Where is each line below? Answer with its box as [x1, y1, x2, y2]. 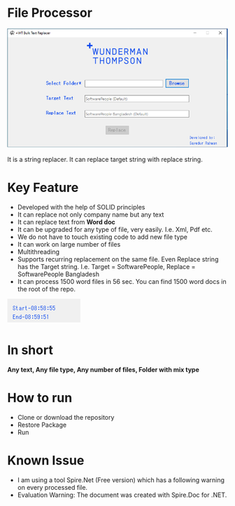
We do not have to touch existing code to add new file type [17, 233, 187, 241]
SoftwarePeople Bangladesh [17, 270, 100, 278]
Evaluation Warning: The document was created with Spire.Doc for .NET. [17, 491, 227, 499]
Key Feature [7, 180, 79, 196]
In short [7, 342, 54, 358]
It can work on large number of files [17, 240, 121, 248]
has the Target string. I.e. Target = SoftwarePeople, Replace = [17, 262, 196, 271]
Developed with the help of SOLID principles [17, 203, 145, 211]
